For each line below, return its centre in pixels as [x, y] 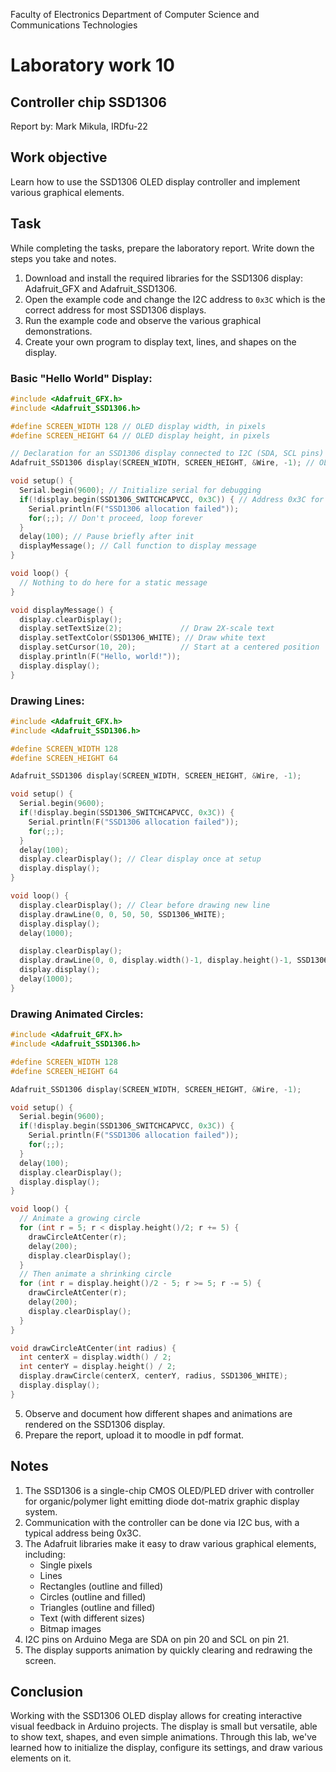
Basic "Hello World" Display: [81, 378]
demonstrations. [58, 331]
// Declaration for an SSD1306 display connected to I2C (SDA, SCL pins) [167, 454]
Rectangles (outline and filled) [101, 1586]
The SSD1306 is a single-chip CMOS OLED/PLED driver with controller [169, 1490]
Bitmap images [70, 1628]
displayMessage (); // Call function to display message [138, 546]
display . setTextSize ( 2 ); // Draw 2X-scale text [147, 629]
